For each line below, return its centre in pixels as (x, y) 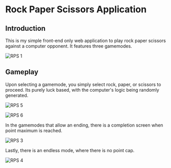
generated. (17, 95)
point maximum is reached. (34, 130)
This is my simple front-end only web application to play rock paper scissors (86, 40)
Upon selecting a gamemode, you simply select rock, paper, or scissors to (83, 84)
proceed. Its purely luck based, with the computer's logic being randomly (82, 90)
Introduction (26, 28)
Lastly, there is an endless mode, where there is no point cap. (70, 150)
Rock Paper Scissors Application (76, 9)
